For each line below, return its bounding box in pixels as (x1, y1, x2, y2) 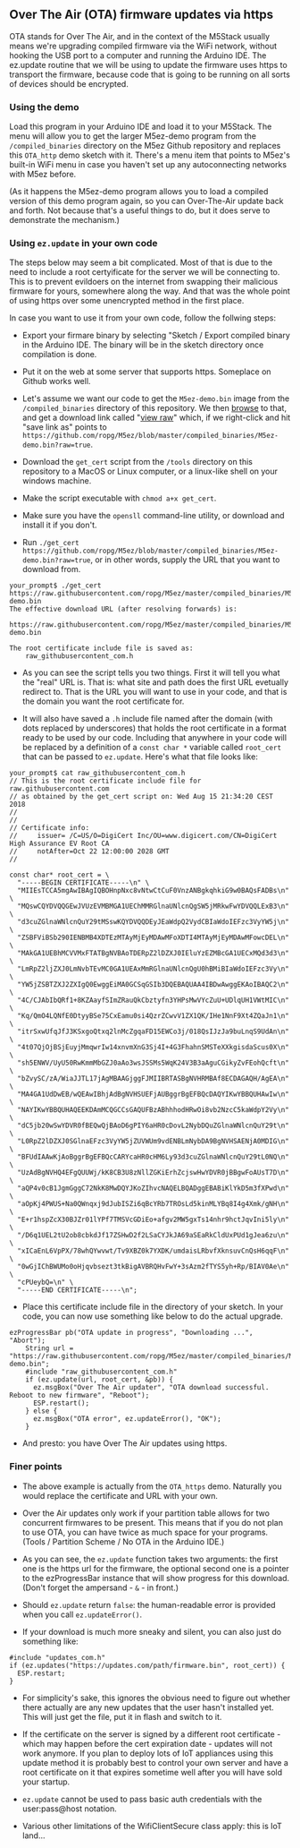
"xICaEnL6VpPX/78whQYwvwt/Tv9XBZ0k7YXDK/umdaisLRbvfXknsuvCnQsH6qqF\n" (17, 1246, 290, 1256)
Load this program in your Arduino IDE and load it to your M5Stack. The (9, 121, 272, 133)
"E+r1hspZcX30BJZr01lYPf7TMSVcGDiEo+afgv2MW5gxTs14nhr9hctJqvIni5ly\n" (17, 1215, 290, 1225)
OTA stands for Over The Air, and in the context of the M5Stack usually (9, 30, 271, 41)
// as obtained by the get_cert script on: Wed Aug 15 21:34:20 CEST (9, 792, 274, 801)
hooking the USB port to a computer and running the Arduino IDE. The (9, 49, 267, 61)
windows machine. (21, 475, 92, 486)
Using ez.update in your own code (9, 237, 158, 250)
